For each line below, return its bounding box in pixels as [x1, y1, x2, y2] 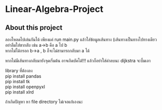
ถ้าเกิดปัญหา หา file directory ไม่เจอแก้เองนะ [5, 99, 83, 105]
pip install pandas [5, 73, 41, 79]
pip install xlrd [5, 89, 34, 95]
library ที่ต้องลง [5, 68, 33, 73]
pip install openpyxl [5, 84, 45, 90]
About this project [5, 23, 63, 32]
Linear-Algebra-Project [5, 3, 104, 15]
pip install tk [5, 79, 30, 84]
